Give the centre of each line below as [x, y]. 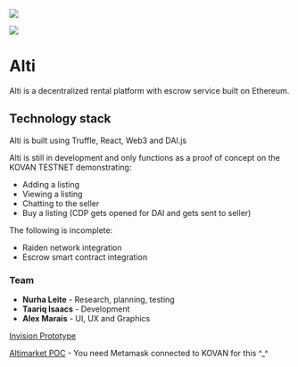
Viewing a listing [52, 194]
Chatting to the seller [61, 203]
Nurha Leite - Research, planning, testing [99, 300]
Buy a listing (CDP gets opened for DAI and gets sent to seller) [137, 213]
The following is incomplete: [61, 230]
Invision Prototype [43, 336]
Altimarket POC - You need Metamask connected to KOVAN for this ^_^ [139, 354]
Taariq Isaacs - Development [76, 309]
